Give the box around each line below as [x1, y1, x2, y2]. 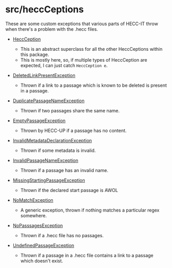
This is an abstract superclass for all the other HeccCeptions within [20, 46, 163, 52]
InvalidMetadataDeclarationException [12, 137, 92, 143]
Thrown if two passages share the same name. [20, 107, 120, 113]
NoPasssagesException [12, 222, 63, 228]
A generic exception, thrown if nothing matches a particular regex [20, 207, 160, 213]
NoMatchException [12, 197, 54, 203]
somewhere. [20, 212, 47, 219]
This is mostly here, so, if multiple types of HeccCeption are [20, 56, 147, 63]
